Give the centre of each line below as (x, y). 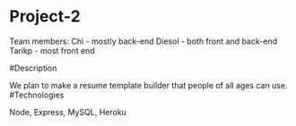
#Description (33, 68)
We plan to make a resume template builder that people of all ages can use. (148, 85)
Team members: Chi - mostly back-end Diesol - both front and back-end (144, 41)
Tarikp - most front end (52, 50)
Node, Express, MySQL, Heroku (68, 112)
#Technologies (37, 95)
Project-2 (45, 17)
